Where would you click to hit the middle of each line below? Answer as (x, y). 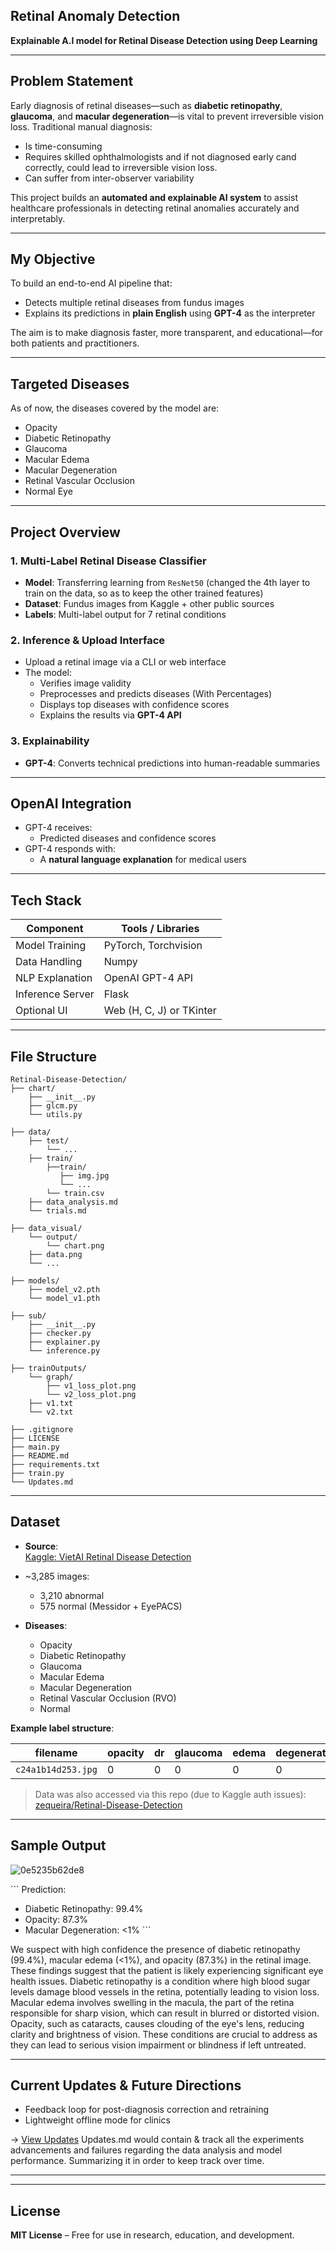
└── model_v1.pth (64, 1298)
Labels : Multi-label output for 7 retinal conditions (125, 614)
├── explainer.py (64, 1342)
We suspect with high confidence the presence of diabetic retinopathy (155, 1949)
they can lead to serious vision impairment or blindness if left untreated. (158, 2045)
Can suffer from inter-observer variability (109, 178)
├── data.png (55, 1254)
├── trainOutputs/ (48, 1368)
